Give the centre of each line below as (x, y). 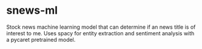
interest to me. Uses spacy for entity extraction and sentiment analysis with (100, 33)
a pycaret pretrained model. (41, 39)
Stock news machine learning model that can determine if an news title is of (101, 27)
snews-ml (32, 10)
